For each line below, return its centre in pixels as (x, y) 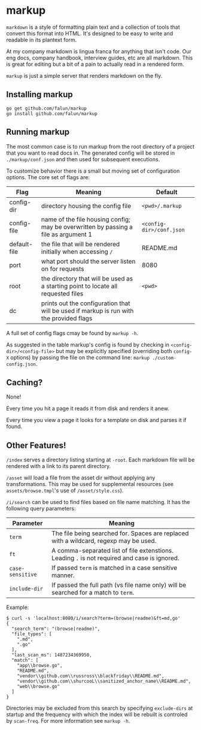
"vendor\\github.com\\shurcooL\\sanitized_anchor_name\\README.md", (104, 681)
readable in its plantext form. (42, 40)
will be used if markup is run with (87, 310)
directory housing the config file (86, 206)
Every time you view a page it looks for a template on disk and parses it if (96, 420)
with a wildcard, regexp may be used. (104, 541)
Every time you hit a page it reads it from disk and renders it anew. (88, 409)
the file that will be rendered (80, 244)
